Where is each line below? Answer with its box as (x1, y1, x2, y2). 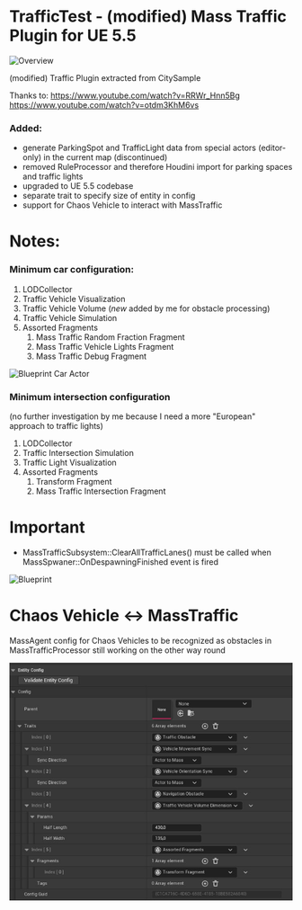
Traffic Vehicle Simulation (22, 312, 118, 323)
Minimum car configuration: (9, 263, 135, 276)
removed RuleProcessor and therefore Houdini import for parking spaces (22, 162, 293, 173)
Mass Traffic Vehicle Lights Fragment (35, 341, 174, 352)
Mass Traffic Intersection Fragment (35, 486, 166, 496)
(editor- (257, 142, 287, 154)
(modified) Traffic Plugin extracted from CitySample (9, 72, 201, 83)
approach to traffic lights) (9, 421, 103, 432)
